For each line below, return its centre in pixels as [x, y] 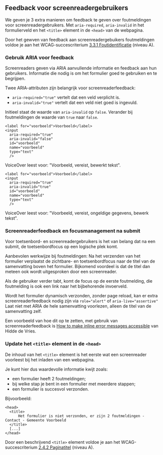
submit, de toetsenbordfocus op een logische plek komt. [62, 247]
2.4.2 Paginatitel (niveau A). [66, 447]
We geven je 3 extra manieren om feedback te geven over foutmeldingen [78, 20]
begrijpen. [15, 79]
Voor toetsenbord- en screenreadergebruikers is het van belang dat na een [80, 242]
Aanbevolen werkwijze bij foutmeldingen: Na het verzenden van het [73, 256]
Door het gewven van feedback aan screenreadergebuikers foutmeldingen [80, 40]
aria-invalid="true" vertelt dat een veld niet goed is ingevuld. [75, 103]
